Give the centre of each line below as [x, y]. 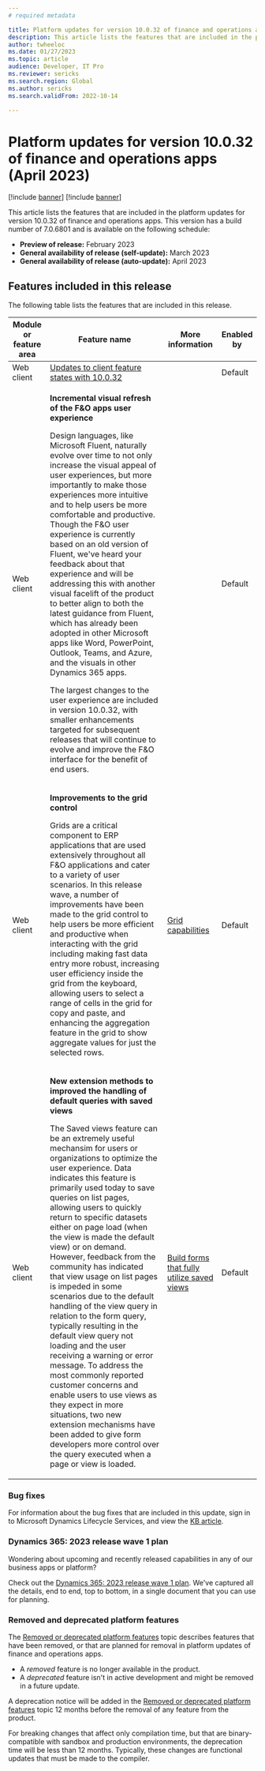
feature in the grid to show [99, 1033]
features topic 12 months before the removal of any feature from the [118, 1709]
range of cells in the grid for [101, 1004]
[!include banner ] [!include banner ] [65, 197]
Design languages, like [92, 436]
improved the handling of [99, 1091]
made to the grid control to [99, 914]
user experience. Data [91, 1168]
